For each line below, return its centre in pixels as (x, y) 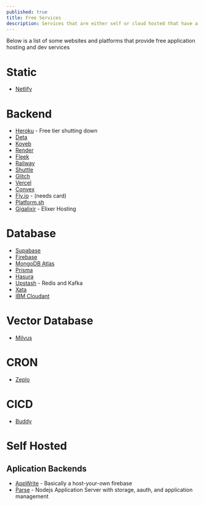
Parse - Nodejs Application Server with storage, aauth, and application (104, 490)
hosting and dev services (38, 47)
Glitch (23, 176)
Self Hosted (37, 446)
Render (24, 150)
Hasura (24, 277)
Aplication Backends (47, 468)
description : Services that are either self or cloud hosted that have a (102, 23)
